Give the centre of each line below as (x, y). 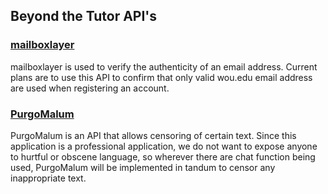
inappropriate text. (48, 178)
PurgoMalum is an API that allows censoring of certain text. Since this (153, 135)
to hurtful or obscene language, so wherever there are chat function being (163, 156)
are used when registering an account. (90, 88)
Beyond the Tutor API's (84, 16)
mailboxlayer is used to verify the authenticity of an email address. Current (164, 66)
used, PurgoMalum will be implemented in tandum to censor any (143, 167)
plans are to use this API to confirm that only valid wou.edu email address (161, 77)
